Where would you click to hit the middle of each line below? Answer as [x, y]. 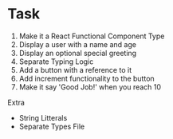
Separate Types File [52, 126]
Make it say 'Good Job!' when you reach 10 [90, 87]
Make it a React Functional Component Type [92, 36]
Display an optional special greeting [78, 53]
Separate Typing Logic [56, 62]
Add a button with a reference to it [75, 69]
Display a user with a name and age [78, 44]
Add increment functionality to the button [86, 78]
